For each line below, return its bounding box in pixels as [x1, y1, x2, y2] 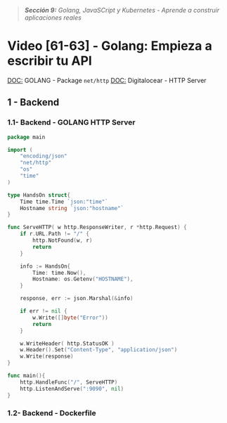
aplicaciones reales [24, 13, 82, 22]
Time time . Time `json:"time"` [20, 198, 109, 205]
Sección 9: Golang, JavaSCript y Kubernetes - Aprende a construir [24, 6, 220, 14]
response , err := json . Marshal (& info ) [20, 295, 134, 302]
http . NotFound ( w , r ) [32, 237, 93, 244]
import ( [7, 146, 33, 153]
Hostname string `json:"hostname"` [20, 204, 124, 211]
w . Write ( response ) [20, 353, 74, 360]
